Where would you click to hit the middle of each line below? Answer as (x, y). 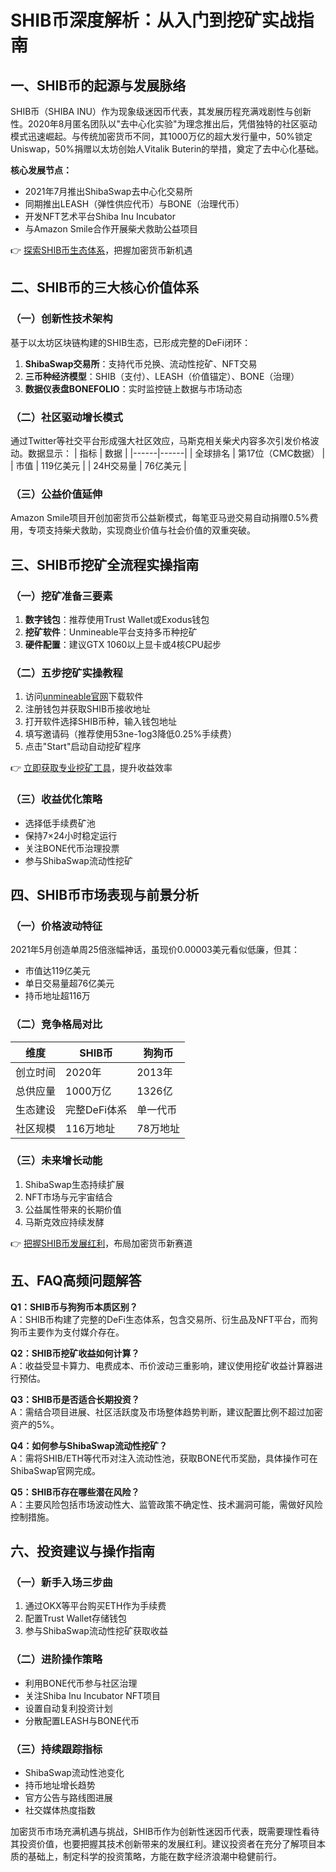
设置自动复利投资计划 (68, 1708)
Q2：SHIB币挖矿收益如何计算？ (75, 1353)
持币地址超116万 (57, 996)
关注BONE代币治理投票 (72, 848)
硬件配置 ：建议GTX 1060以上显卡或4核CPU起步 (123, 644)
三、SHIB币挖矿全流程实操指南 (105, 564)
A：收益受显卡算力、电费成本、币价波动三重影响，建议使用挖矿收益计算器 (162, 1365)
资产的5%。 (35, 1424)
